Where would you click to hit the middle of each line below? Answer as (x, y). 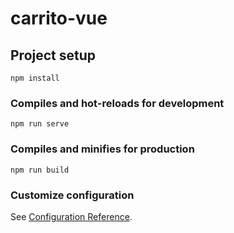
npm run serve (40, 124)
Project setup (53, 55)
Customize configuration (72, 195)
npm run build (40, 170)
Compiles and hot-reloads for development (117, 103)
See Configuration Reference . (71, 216)
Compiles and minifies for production (102, 149)
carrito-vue (59, 18)
